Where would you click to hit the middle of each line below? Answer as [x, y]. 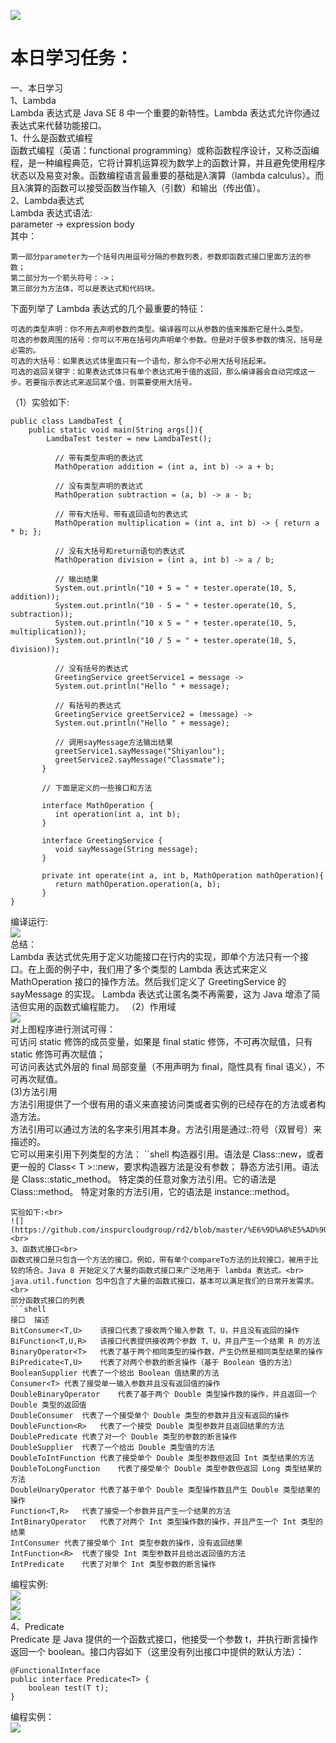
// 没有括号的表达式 [91, 668]
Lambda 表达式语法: [51, 212]
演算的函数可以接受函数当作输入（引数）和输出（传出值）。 [145, 187]
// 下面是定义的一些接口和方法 [97, 788]
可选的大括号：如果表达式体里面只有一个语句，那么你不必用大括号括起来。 [141, 361]
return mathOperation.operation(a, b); [138, 884]
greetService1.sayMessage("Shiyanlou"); [140, 751]
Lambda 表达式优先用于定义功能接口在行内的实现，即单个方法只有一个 [155, 956]
